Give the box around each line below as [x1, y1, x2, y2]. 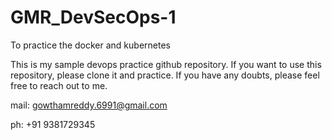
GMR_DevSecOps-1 [10, 6, 177, 29]
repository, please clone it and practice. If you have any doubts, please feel [10, 69, 320, 81]
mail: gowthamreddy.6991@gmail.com [10, 99, 168, 111]
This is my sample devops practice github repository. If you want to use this [10, 58, 322, 70]
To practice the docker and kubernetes [10, 39, 171, 51]
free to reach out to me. [10, 79, 108, 91]
